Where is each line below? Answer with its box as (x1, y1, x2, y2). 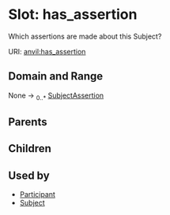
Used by (8, 169, 50, 182)
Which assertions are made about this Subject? (8, 32, 162, 41)
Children (8, 142, 51, 155)
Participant (19, 190, 55, 199)
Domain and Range (8, 69, 104, 83)
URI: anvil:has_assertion (8, 46, 86, 56)
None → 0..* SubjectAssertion (8, 91, 104, 102)
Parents (8, 115, 47, 128)
